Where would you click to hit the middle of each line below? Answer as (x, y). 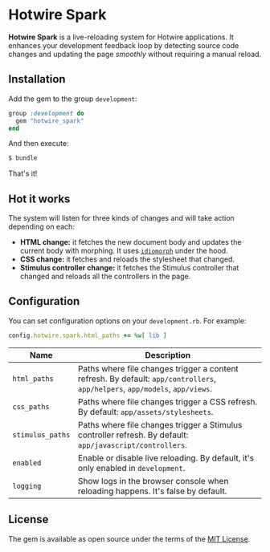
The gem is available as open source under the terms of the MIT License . (129, 538)
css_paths (31, 406)
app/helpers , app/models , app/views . (145, 388)
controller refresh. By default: (133, 435)
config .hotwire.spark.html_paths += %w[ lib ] (88, 335)
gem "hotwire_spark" (50, 121)
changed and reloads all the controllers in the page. (105, 276)
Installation (37, 79)
